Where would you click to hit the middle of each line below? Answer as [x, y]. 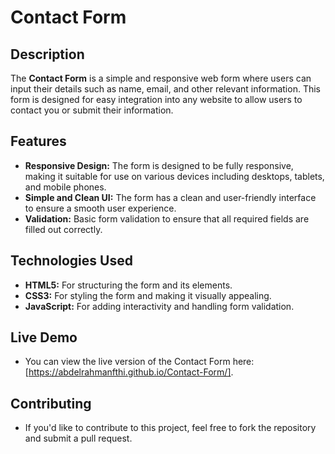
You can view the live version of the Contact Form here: [139, 362]
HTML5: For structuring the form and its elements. [128, 285]
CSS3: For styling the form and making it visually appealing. [148, 295]
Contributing [51, 403]
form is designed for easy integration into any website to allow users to [156, 99]
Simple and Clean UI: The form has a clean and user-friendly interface [170, 197]
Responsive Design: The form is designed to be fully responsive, [159, 165]
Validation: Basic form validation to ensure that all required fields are [167, 218]
